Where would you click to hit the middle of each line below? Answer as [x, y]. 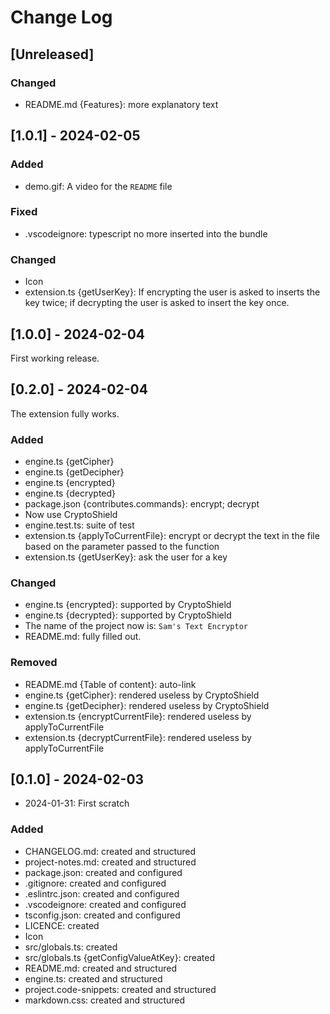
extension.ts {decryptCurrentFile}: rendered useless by [138, 737]
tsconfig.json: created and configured [102, 915]
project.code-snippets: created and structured [120, 989]
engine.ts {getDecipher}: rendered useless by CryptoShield [147, 705]
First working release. [55, 358]
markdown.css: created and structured [105, 1000]
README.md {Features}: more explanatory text [121, 104]
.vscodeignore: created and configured [105, 904]
